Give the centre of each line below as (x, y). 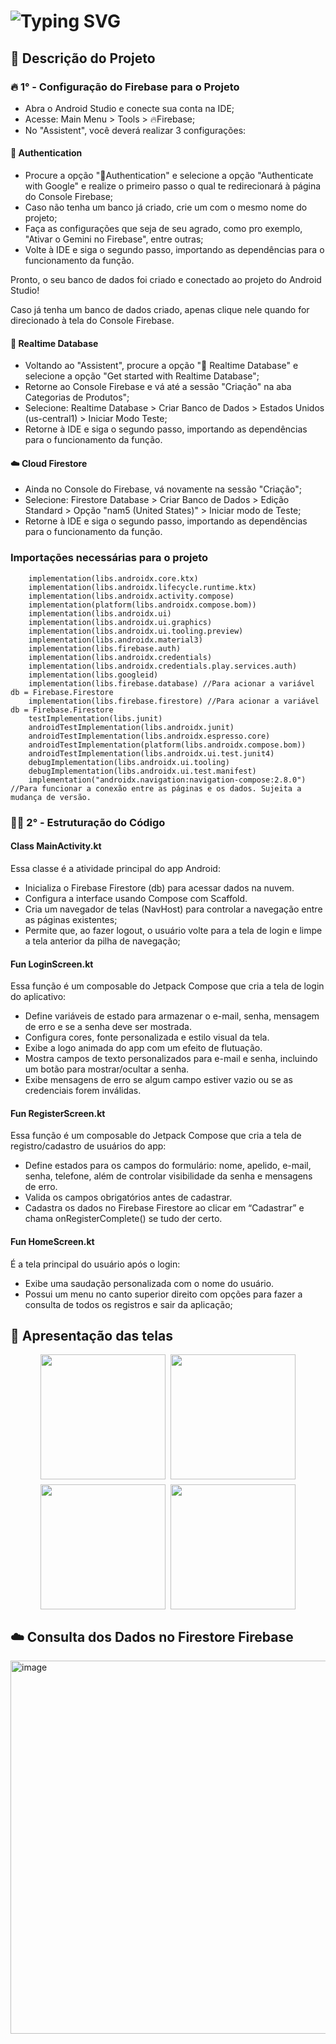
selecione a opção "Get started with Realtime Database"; (142, 376)
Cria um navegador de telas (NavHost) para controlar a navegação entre (173, 909)
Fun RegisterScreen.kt (58, 1113)
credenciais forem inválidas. (83, 1091)
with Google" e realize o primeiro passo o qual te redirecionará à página (173, 186)
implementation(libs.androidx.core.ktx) (113, 578)
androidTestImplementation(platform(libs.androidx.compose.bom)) (167, 745)
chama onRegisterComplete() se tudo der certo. (123, 1219)
